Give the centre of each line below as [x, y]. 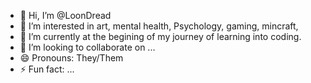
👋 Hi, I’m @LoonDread [65, 15]
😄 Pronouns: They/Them [71, 58]
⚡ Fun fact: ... [47, 69]
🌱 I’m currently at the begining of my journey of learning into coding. [160, 36]
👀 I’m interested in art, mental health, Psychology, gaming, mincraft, [159, 26]
